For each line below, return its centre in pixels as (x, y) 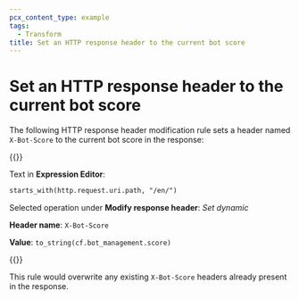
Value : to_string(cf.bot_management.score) (90, 243)
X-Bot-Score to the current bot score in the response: (107, 140)
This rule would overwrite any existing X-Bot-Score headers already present (148, 277)
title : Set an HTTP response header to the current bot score (127, 42)
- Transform (40, 34)
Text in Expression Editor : (57, 174)
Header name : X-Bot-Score (59, 225)
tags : (19, 26)
